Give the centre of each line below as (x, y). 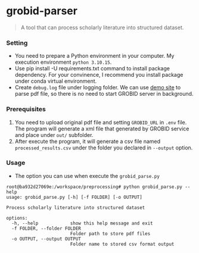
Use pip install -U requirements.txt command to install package (92, 68)
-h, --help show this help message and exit (82, 223)
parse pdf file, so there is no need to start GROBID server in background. (104, 94)
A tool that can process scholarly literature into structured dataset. (102, 27)
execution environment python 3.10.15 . (63, 62)
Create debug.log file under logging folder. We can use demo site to (98, 88)
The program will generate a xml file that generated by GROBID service (102, 129)
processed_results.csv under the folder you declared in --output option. (104, 148)
